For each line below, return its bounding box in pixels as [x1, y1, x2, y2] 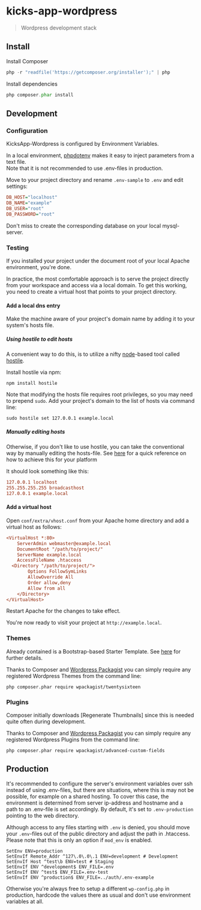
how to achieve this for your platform [6, 456, 98, 463]
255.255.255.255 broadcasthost [6, 485, 85, 491]
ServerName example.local [17, 552, 82, 558]
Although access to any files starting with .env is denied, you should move [6, 823, 190, 831]
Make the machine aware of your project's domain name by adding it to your [6, 315, 195, 323]
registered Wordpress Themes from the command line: [6, 672, 142, 679]
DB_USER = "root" [6, 205, 44, 211]
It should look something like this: [6, 468, 89, 475]
